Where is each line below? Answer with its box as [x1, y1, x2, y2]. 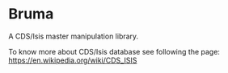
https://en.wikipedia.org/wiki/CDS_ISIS [8, 55, 137, 65]
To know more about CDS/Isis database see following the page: [8, 47, 221, 56]
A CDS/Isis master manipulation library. [8, 31, 139, 41]
